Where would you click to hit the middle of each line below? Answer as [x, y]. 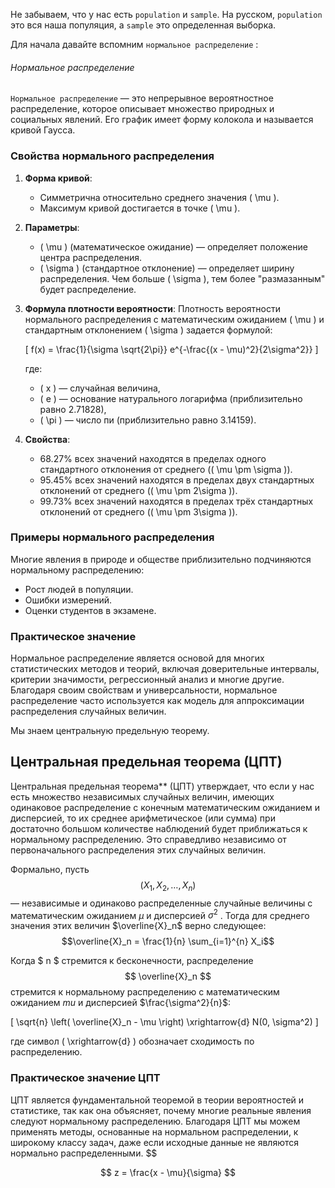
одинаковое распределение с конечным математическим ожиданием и [165, 807]
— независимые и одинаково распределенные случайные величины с [161, 903]
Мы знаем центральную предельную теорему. [110, 731]
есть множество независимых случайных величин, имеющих [142, 796]
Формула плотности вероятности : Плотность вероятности [152, 308]
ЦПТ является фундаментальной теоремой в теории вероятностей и [157, 1100]
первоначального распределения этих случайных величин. [138, 850]
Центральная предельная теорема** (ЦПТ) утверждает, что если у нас [162, 786]
